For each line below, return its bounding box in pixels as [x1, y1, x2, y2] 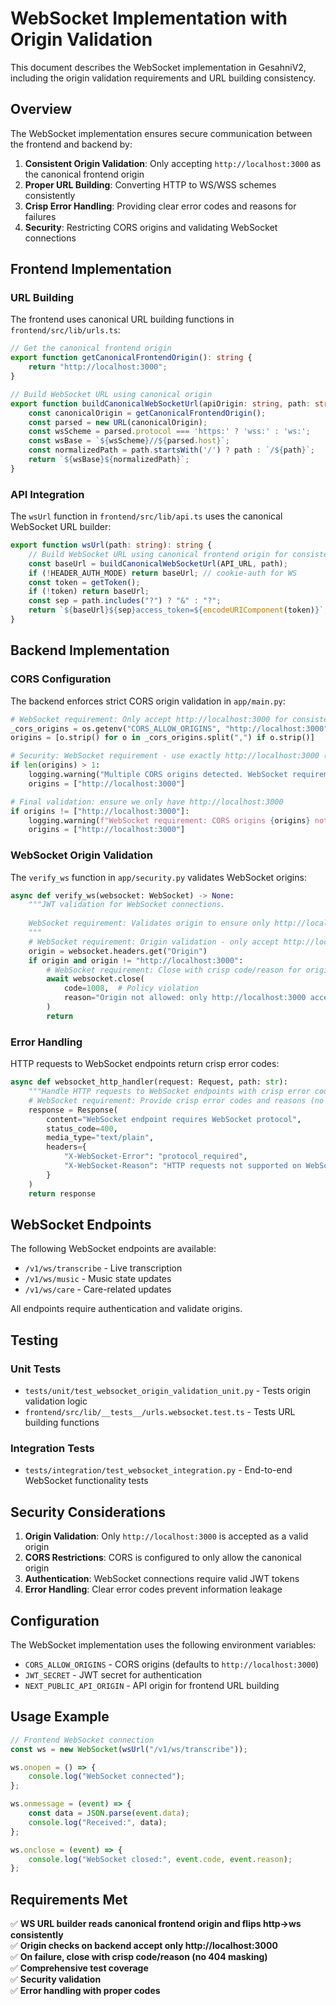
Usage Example [10, 1708, 110, 1726]
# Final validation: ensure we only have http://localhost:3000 [10, 797, 284, 807]
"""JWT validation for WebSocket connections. [28, 900, 226, 910]
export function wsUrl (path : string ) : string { [10, 540, 213, 551]
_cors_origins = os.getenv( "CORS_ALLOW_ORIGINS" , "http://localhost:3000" [10, 723, 329, 734]
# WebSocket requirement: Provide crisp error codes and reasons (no [28, 1095, 325, 1106]
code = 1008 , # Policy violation [63, 983, 199, 994]
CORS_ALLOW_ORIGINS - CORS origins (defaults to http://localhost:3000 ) [24, 1658, 319, 1670]
